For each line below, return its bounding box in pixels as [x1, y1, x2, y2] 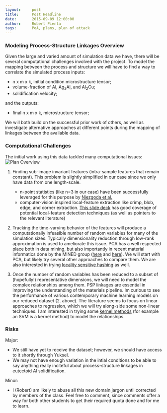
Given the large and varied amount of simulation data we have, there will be [5, 53, 160, 60]
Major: [5, 337, 18, 343]
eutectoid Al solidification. [12, 368, 66, 374]
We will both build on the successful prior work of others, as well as [5, 120, 144, 126]
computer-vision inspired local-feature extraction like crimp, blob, [19, 199, 155, 205]
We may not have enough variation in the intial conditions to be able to [12, 357, 157, 363]
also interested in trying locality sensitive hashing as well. [12, 262, 130, 268]
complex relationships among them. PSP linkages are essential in [12, 281, 146, 288]
